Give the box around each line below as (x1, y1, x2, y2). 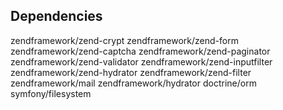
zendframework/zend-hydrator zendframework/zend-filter (10, 66, 252, 78)
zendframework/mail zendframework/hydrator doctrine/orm (10, 77, 257, 89)
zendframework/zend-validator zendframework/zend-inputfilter (10, 55, 273, 68)
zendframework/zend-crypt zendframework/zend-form (10, 34, 239, 46)
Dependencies (10, 8, 103, 25)
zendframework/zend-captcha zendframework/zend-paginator (10, 45, 271, 57)
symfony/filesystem (10, 87, 92, 99)
